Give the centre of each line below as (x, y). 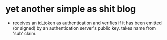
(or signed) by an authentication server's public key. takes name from (84, 28)
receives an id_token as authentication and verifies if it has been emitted (87, 23)
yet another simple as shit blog (71, 9)
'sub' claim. (24, 33)
